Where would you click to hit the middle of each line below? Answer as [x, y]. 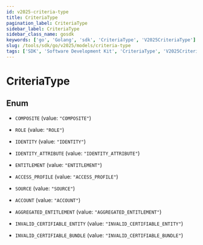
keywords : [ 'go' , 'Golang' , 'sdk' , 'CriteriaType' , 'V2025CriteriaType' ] [101, 40]
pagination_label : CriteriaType [47, 23]
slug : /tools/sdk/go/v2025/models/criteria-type [69, 46]
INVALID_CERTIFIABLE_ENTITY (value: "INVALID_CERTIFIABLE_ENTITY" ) [99, 223]
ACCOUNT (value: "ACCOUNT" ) [47, 200]
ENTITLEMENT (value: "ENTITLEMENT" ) [59, 165]
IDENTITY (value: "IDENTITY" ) [50, 141]
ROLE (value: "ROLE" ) [40, 129]
